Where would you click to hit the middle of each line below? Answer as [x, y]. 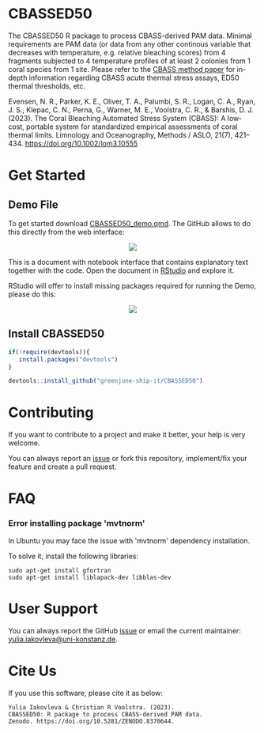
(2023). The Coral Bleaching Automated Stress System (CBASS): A [117, 118]
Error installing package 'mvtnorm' [77, 523]
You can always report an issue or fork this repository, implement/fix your [128, 459]
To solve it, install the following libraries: [73, 556]
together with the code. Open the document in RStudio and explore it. [121, 270]
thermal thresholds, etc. [47, 86]
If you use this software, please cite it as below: [86, 693]
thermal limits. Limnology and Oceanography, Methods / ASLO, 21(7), [121, 134]
